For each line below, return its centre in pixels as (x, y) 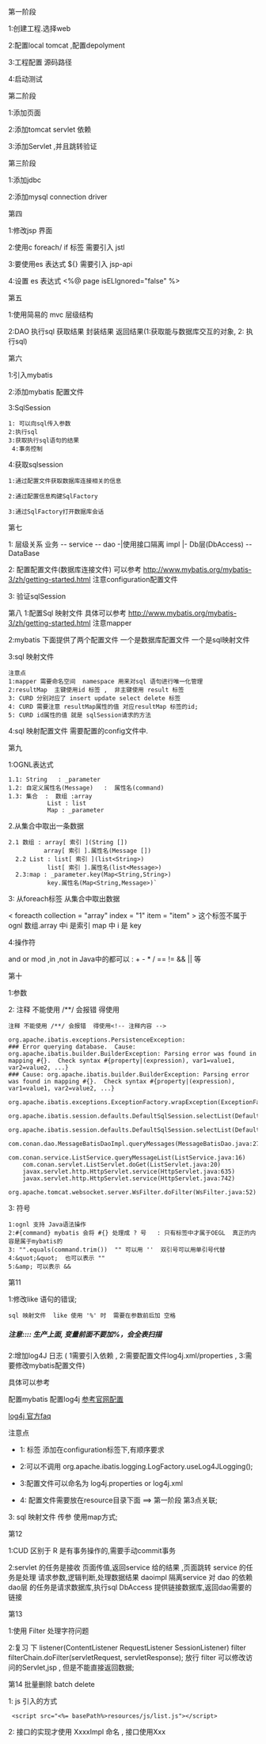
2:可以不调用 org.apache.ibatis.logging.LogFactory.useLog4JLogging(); (136, 1466)
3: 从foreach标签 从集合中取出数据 (64, 899)
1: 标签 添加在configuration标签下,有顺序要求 (92, 1449)
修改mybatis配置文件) (50, 1365)
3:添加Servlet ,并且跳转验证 (53, 146)
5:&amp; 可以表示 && (40, 1266)
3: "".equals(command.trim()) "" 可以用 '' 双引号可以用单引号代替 (117, 1250)
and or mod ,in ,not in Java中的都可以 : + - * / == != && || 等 (105, 959)
